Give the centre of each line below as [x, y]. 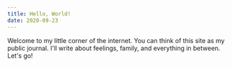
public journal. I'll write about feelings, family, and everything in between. [114, 48]
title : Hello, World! [39, 14]
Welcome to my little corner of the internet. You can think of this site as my [116, 40]
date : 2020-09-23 [33, 20]
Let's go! [20, 55]
